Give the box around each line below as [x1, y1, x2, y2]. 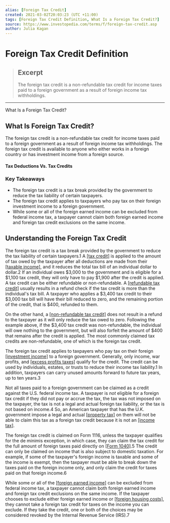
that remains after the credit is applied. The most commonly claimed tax [5, 332, 155, 339]
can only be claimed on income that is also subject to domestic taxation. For [5, 448, 164, 454]
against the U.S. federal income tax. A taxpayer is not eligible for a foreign [5, 390, 159, 396]
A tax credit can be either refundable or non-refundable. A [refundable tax [5, 280, 160, 286]
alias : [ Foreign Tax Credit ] [5, 7, 67, 13]
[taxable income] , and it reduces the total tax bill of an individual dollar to [5, 264, 157, 270]
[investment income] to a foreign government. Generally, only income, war [5, 353, 160, 359]
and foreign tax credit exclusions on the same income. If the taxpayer [5, 490, 150, 497]
